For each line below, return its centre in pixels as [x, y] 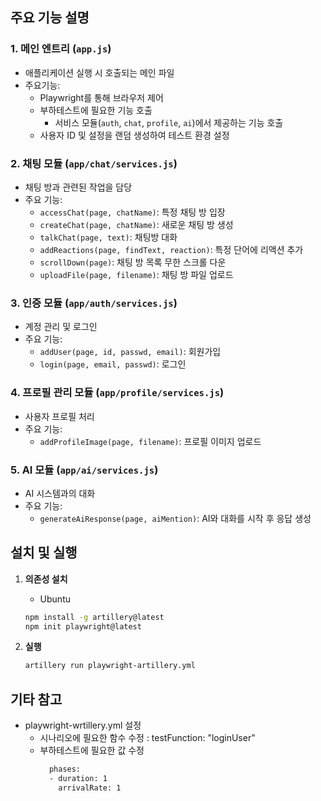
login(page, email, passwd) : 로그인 [113, 364]
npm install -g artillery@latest [94, 617]
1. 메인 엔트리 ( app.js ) [61, 49]
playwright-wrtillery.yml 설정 [83, 725]
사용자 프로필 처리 [59, 416]
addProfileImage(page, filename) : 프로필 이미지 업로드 [150, 441]
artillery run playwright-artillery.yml [110, 666]
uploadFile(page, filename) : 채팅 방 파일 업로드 [136, 274]
